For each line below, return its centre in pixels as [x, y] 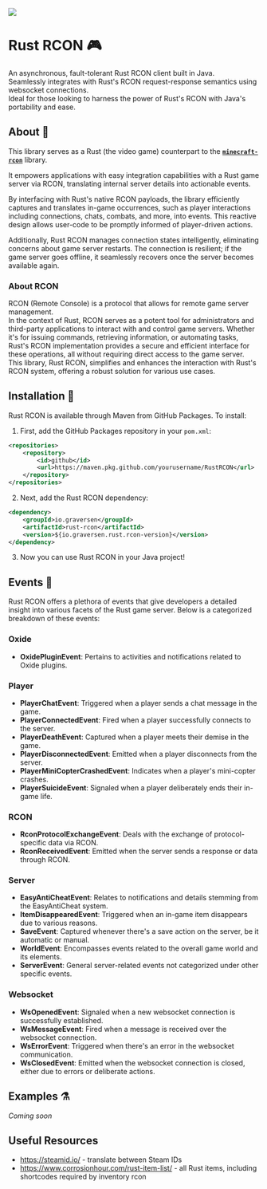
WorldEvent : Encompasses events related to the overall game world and [139, 948]
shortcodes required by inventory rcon [83, 1177]
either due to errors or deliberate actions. [87, 1071]
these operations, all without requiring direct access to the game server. [126, 354]
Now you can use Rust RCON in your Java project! [102, 557]
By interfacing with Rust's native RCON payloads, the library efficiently [124, 199]
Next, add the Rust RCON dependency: [84, 498]
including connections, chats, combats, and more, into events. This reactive [132, 216]
